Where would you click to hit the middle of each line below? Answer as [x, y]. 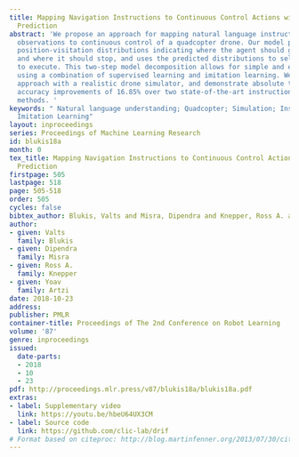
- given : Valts [37, 232]
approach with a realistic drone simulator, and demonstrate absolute [151, 84]
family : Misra [43, 257]
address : [25, 307]
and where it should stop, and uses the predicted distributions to [147, 59]
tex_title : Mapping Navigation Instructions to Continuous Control [137, 158]
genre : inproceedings [49, 340]
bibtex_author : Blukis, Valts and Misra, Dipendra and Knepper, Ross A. [147, 216]
